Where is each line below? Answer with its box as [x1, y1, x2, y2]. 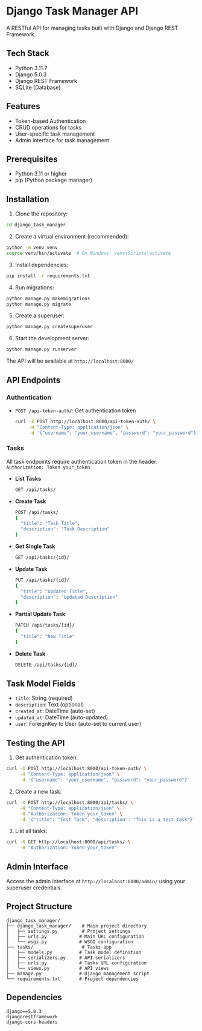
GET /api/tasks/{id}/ [14, 555, 69, 561]
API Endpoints [6, 375, 61, 385]
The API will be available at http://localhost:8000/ [6, 357, 134, 364]
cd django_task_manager [6, 222, 66, 228]
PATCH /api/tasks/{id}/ [14, 622, 75, 628]
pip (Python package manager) [14, 177, 93, 184]
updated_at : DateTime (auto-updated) [14, 714, 109, 721]
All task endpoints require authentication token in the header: [6, 458, 158, 465]
